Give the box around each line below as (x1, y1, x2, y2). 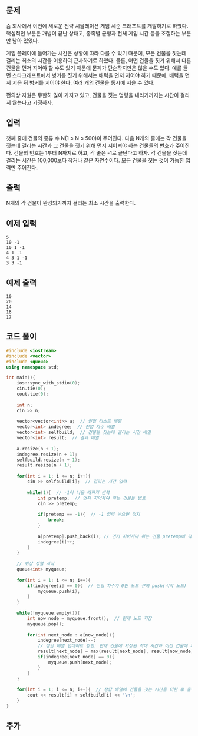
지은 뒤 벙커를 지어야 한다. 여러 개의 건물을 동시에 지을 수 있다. (12, 79, 155, 86)
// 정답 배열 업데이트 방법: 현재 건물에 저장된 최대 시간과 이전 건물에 (37, 643, 188, 649)
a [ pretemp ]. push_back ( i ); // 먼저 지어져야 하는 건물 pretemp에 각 (37, 533, 192, 539)
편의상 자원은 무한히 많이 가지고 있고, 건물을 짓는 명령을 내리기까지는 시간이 (6, 91, 179, 98)
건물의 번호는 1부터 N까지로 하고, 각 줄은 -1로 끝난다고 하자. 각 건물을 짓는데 (14, 149, 187, 156)
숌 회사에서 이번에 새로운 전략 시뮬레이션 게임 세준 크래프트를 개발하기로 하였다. (6, 22, 189, 29)
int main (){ (6, 374, 35, 381)
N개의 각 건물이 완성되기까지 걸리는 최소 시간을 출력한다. (6, 200, 136, 207)
